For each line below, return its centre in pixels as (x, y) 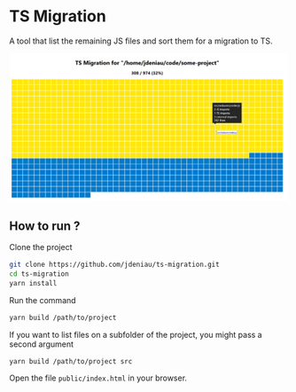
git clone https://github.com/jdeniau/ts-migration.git (114, 265)
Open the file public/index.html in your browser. (98, 378)
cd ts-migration (39, 274)
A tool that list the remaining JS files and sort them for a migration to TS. (141, 41)
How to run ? (45, 226)
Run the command (43, 300)
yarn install (33, 283)
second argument (41, 344)
